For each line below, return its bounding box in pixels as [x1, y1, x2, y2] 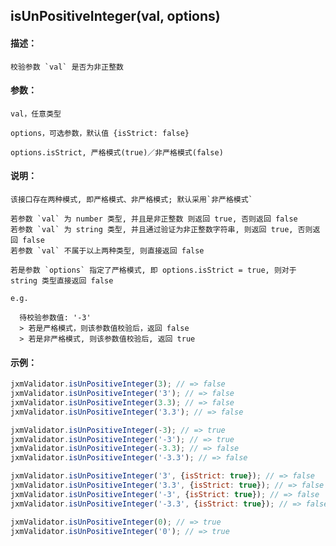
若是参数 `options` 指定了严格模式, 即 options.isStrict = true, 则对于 [10, 265, 297, 275]
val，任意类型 [10, 109, 62, 119]
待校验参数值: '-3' [19, 313, 92, 323]
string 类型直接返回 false [10, 276, 114, 286]
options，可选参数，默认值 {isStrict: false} [10, 128, 190, 138]
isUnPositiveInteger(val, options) [10, 8, 221, 25]
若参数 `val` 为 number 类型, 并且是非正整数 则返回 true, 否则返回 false [10, 214, 298, 224]
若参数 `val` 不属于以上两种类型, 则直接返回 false [10, 246, 205, 256]
